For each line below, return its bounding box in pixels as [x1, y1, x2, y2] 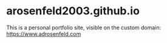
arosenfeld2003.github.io [6, 4, 140, 18]
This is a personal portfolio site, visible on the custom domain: [6, 24, 162, 31]
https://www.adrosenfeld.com [6, 30, 81, 37]
